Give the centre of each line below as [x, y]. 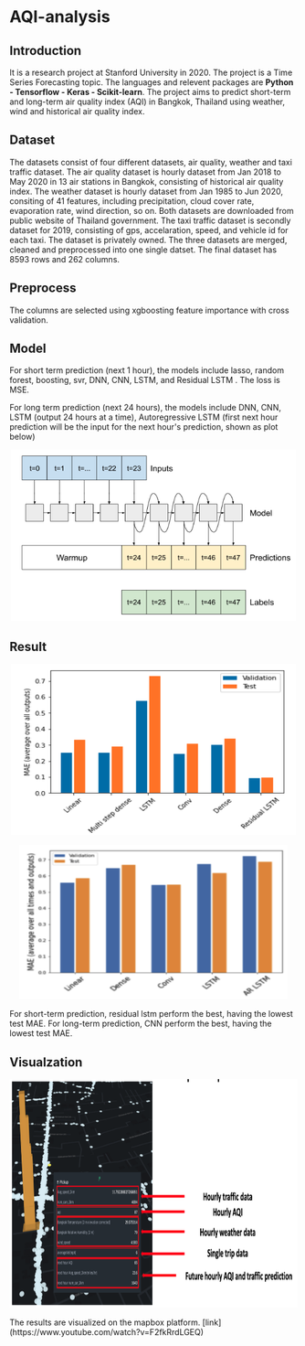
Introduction [46, 51]
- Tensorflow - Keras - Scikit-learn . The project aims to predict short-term [150, 92]
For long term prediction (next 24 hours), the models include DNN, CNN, [145, 408]
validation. [29, 320]
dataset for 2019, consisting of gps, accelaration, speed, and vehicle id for [149, 230]
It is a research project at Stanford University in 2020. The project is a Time [151, 72]
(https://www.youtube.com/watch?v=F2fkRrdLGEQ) [106, 1332]
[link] [212, 1322]
